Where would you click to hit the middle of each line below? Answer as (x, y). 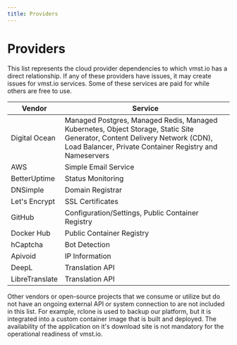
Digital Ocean (33, 138)
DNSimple (28, 190)
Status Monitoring (94, 178)
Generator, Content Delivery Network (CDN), (139, 138)
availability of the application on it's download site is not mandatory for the (116, 326)
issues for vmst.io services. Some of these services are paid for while (109, 83)
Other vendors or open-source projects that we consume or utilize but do (114, 296)
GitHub (23, 217)
